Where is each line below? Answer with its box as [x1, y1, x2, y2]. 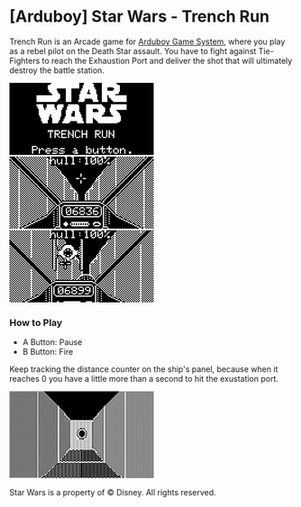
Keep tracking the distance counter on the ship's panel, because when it [9, 364, 278, 375]
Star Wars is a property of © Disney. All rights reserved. [9, 487, 216, 498]
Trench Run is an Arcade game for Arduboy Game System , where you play [9, 36, 286, 47]
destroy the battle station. [9, 65, 105, 76]
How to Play [9, 316, 63, 329]
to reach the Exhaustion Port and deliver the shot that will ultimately [41, 55, 293, 66]
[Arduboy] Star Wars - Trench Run [9, 6, 270, 27]
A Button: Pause [22, 337, 83, 348]
